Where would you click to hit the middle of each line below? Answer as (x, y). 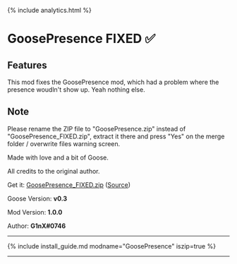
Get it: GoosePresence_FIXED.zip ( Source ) (69, 185)
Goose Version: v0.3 (37, 198)
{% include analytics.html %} (49, 10)
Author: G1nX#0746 (37, 226)
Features (27, 65)
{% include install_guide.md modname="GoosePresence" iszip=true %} (112, 246)
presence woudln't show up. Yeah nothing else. (77, 90)
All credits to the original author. (54, 171)
